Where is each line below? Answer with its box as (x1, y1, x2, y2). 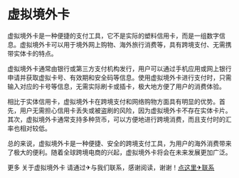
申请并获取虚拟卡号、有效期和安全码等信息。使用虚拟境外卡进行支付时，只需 (7, 73, 232, 82)
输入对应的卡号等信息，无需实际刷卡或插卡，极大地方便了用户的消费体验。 (7, 82, 225, 90)
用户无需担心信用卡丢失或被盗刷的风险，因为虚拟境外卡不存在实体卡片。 (19, 106, 232, 115)
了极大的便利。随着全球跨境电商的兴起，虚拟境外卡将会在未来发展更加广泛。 (7, 147, 232, 157)
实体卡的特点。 (13, 49, 58, 58)
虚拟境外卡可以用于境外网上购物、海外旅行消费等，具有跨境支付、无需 (19, 40, 225, 48)
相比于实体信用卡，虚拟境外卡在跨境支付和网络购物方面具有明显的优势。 (7, 97, 219, 105)
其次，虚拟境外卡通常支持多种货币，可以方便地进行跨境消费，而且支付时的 (7, 115, 225, 123)
